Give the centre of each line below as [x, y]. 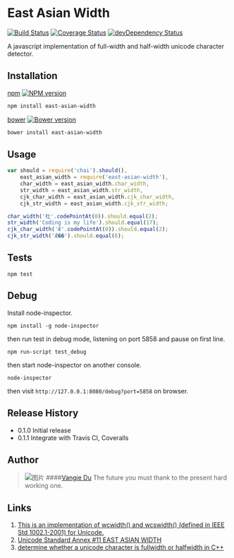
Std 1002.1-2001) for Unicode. [61, 533]
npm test [20, 274]
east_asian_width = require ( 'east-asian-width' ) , [94, 177]
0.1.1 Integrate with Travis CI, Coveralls [73, 438]
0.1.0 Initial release [44, 430]
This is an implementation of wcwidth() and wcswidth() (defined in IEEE [121, 525]
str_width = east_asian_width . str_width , [81, 190]
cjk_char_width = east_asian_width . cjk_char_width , [97, 197]
